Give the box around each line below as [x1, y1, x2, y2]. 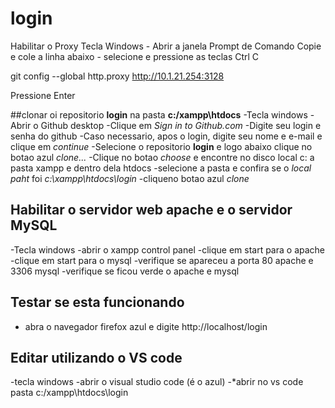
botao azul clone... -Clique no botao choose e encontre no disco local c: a [10, 151, 315, 163]
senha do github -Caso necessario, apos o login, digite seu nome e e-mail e [10, 130, 323, 142]
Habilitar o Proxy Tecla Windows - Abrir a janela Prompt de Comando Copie [10, 40, 322, 52]
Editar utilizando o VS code [10, 349, 183, 366]
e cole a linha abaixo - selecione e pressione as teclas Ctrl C [10, 50, 260, 62]
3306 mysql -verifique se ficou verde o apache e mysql [10, 265, 240, 277]
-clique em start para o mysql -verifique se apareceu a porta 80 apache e [10, 254, 314, 266]
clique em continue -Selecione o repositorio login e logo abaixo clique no [10, 140, 313, 152]
